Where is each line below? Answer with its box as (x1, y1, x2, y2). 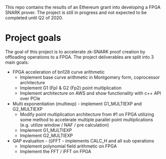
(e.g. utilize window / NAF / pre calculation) (19, 122, 109, 128)
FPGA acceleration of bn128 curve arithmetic (12, 69, 105, 75)
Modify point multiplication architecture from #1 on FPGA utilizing (19, 111, 154, 117)
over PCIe (19, 95, 40, 101)
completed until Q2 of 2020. (5, 15, 63, 20)
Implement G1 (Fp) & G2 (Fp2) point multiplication (19, 85, 121, 91)
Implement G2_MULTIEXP (19, 132, 73, 139)
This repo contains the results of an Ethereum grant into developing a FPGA (5, 4, 161, 10)
